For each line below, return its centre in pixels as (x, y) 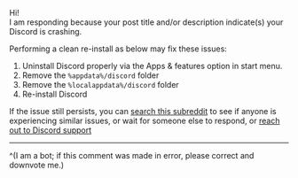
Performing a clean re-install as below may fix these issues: (118, 49)
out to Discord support (51, 130)
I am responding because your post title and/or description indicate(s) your (146, 22)
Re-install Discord (55, 94)
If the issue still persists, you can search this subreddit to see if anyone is (143, 111)
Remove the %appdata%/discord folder (90, 75)
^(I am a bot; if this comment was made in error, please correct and (132, 155)
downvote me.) (37, 165)
